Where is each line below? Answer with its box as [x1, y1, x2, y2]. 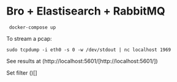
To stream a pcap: [6, 35, 52, 42]
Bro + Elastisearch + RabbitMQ [6, 4, 165, 18]
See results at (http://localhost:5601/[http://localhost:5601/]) [6, 57, 158, 64]
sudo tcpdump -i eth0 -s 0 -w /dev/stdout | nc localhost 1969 [6, 47, 171, 53]
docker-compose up [9, 24, 56, 30]
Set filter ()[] [6, 69, 38, 77]
